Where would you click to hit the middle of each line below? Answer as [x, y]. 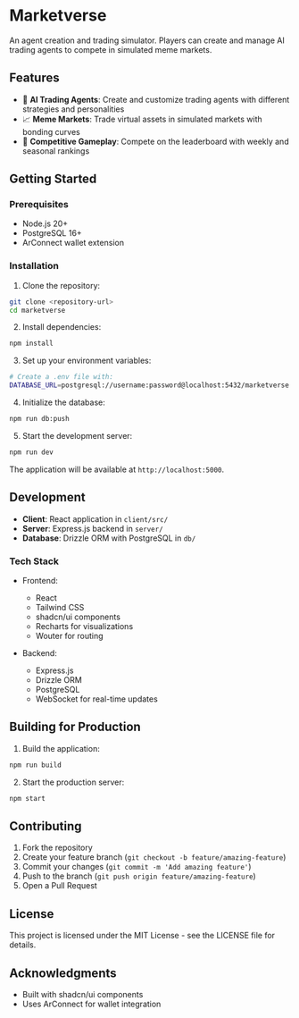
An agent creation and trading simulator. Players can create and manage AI [147, 40]
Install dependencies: [62, 327]
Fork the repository [58, 848]
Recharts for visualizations [84, 626]
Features [34, 78]
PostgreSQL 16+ [52, 233]
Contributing [46, 826]
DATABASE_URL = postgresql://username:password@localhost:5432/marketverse [149, 385]
